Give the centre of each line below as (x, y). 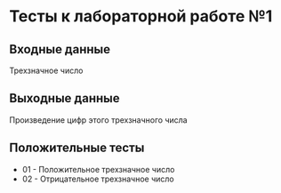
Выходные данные (64, 98)
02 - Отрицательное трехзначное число (98, 179)
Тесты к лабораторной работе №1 (141, 16)
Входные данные (60, 49)
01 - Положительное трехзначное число (98, 169)
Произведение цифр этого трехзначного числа (99, 120)
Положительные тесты (77, 148)
